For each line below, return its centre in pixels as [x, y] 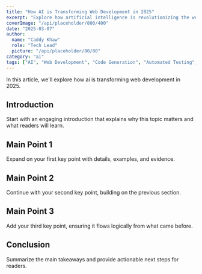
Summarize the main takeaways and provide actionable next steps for [93, 259]
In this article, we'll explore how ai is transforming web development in [93, 79]
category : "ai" [25, 57]
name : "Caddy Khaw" [36, 40]
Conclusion [28, 245]
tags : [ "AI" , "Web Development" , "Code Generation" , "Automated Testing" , [102, 62]
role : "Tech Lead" [35, 46]
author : [16, 34]
